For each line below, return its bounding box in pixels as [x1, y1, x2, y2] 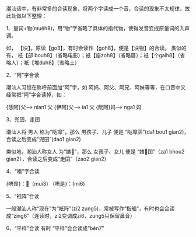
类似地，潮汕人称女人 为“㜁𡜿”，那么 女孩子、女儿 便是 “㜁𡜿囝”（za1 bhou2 [6, 148, 185, 155]
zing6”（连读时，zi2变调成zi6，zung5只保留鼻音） [13, 212, 135, 219]
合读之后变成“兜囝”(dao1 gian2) [6, 136, 82, 142]
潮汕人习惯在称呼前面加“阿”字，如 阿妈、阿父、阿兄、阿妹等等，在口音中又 [6, 84, 186, 90]
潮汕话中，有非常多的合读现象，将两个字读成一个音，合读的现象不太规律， [6, 5, 185, 12]
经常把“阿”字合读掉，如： [6, 91, 67, 98]
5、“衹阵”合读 [6, 193, 40, 200]
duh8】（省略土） [38, 59, 80, 66]
